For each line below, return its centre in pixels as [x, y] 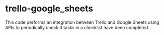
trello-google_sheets [49, 9]
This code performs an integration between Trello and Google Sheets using [82, 22]
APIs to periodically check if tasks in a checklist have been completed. [77, 27]
